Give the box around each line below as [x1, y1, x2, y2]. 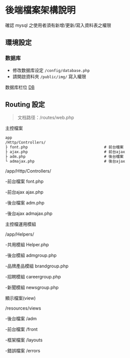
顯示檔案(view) [5, 295, 36, 301]
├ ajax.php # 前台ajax [5, 150, 125, 155]
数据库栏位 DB [5, 84, 35, 90]
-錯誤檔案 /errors [5, 347, 41, 353]
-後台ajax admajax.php [5, 210, 53, 217]
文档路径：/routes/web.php [17, 114, 74, 121]
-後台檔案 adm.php [5, 199, 45, 205]
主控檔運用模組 [5, 221, 36, 227]
